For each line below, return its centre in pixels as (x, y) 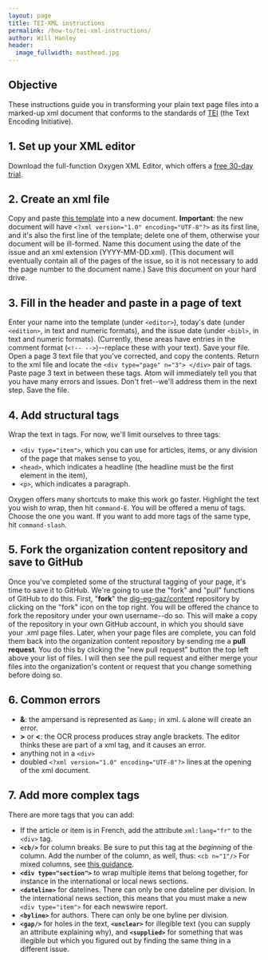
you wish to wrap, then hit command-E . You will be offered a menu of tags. (127, 508)
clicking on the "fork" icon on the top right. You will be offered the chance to (134, 607)
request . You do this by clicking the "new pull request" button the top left (128, 649)
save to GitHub (46, 563)
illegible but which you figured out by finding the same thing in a (125, 940)
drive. (18, 278)
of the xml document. (55, 770)
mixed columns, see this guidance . (77, 864)
